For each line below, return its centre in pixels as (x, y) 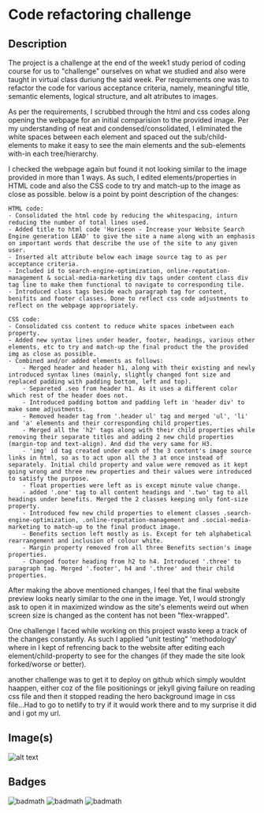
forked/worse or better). (47, 664)
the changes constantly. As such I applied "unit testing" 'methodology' (123, 639)
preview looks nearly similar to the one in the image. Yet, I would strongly (127, 598)
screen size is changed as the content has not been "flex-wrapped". (119, 615)
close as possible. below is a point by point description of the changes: (123, 194)
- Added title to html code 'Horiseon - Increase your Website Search (126, 229)
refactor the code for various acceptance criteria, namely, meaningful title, (129, 88)
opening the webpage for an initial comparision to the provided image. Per (129, 120)
